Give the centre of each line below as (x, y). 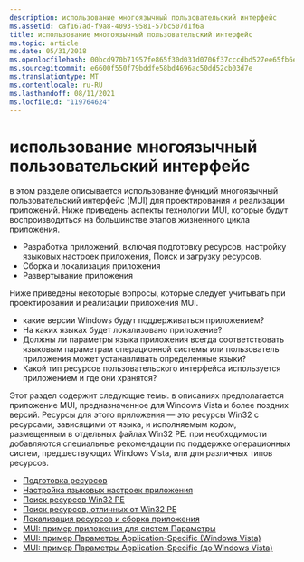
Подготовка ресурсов (65, 481)
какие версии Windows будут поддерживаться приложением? (143, 320)
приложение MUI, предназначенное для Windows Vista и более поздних (149, 405)
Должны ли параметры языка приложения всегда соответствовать (153, 339)
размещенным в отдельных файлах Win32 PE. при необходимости (138, 434)
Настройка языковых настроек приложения (108, 491)
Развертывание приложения (78, 276)
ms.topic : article (44, 43)
